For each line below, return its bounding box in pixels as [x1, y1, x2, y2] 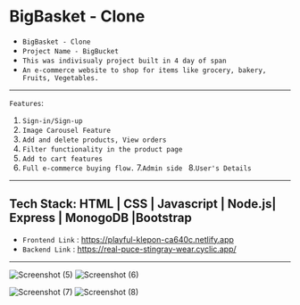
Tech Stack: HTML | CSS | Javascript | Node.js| [9, 196, 277, 211]
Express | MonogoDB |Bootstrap [9, 210, 192, 226]
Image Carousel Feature [21, 126, 112, 135]
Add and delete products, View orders [21, 136, 167, 144]
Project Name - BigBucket [21, 46, 119, 55]
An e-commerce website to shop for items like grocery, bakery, [21, 65, 267, 75]
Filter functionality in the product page [21, 144, 183, 153]
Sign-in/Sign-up [21, 116, 83, 126]
